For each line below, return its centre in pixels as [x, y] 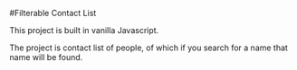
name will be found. [46, 57]
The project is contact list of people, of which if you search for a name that [148, 48]
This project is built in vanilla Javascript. [84, 30]
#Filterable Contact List [53, 13]
